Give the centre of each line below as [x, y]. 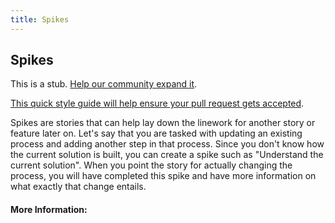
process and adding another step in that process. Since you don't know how [167, 144]
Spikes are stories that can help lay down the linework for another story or [163, 123]
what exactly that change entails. [78, 187]
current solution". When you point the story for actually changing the [151, 165]
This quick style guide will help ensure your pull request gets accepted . [157, 103]
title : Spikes [40, 19]
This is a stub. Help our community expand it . [104, 84]
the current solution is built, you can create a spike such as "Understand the [167, 155]
